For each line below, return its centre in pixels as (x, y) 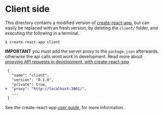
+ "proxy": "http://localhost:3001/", (46, 89)
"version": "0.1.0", (33, 80)
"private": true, (29, 85)
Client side (27, 9)
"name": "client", (30, 75)
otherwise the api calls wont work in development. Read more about (74, 56)
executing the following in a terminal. (42, 33)
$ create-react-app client (33, 42)
